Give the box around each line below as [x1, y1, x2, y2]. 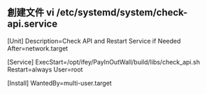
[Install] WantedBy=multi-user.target [7, 79, 112, 87]
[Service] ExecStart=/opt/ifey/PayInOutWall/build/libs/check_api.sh [7, 58, 201, 66]
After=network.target [7, 44, 69, 53]
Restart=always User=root [7, 65, 83, 74]
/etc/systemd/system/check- [56, 6, 188, 19]
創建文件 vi [7, 6, 55, 19]
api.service [7, 18, 58, 30]
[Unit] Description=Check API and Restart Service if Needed [7, 36, 181, 45]
